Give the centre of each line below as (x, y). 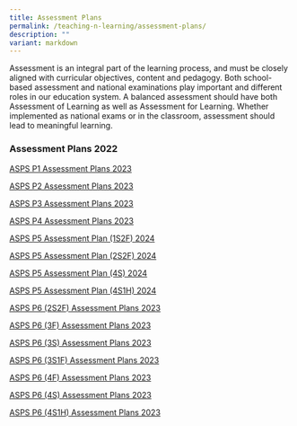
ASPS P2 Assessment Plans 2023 (71, 186)
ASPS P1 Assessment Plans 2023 (71, 168)
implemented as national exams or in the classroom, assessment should (142, 116)
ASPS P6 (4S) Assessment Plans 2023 (81, 395)
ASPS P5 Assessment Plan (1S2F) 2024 (82, 238)
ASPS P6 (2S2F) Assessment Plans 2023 (85, 307)
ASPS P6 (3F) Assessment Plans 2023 (80, 325)
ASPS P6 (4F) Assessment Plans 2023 (80, 377)
